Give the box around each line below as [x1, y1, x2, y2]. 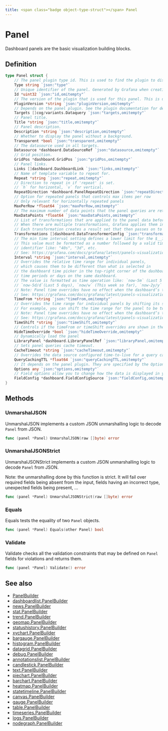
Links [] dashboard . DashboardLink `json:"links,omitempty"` [14, 166, 140, 171]
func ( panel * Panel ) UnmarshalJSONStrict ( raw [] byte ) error [5, 494, 133, 499]
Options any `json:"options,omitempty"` [14, 367, 99, 372]
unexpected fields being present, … [5, 484, 78, 491]
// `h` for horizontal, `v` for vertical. [14, 185, 104, 190]
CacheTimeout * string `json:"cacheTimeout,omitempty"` [14, 348, 131, 353]
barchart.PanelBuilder [12, 677, 57, 683]
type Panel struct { [5, 73, 48, 78]
